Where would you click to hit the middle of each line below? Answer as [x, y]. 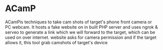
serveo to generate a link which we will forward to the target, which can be [80, 32]
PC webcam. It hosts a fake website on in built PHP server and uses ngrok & [81, 27]
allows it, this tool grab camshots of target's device [56, 42]
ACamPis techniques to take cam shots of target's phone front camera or [79, 22]
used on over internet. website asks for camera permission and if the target [81, 37]
